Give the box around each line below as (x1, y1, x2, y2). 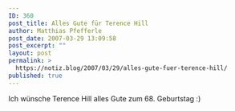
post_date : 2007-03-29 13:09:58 (8, 34, 116, 43)
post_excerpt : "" (8, 42, 67, 50)
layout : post (8, 49, 52, 57)
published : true (8, 72, 63, 80)
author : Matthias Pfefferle (8, 27, 103, 35)
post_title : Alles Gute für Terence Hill (8, 19, 149, 27)
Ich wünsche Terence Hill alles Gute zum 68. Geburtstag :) (8, 93, 201, 103)
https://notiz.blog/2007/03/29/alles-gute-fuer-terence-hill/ (15, 64, 228, 72)
